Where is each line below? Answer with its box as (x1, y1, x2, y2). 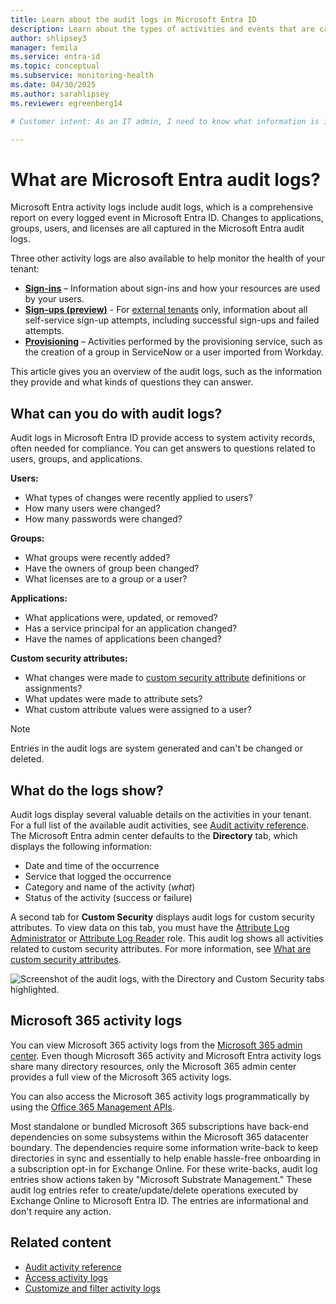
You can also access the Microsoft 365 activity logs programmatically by (10, 1090, 310, 1102)
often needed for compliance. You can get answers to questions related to (10, 442, 316, 455)
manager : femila (10, 42, 78, 53)
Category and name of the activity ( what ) (24, 881, 196, 893)
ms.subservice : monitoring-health (10, 71, 155, 81)
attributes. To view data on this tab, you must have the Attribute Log (10, 921, 290, 933)
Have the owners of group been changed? (24, 562, 200, 575)
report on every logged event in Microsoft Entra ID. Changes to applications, (10, 212, 324, 224)
